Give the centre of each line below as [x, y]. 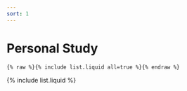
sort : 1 [18, 14]
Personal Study [52, 48]
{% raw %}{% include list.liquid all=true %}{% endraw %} [93, 67]
